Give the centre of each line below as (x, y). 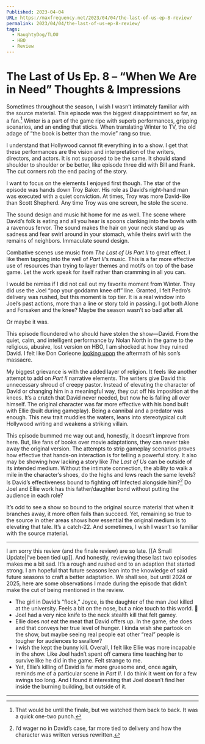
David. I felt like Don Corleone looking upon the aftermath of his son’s (94, 354)
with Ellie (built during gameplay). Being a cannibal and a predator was (95, 411)
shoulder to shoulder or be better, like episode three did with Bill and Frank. (101, 165)
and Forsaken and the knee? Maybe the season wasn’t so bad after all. (95, 310)
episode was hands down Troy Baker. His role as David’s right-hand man (97, 190)
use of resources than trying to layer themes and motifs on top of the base (100, 266)
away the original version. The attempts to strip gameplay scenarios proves (101, 449)
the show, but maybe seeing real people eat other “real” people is (97, 634)
